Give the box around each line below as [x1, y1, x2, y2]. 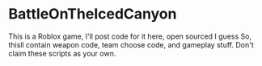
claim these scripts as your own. [8, 48, 116, 58]
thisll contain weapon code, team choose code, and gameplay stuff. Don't [8, 39, 254, 49]
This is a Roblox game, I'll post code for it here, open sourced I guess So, [8, 31, 252, 41]
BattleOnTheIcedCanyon [8, 5, 177, 23]
